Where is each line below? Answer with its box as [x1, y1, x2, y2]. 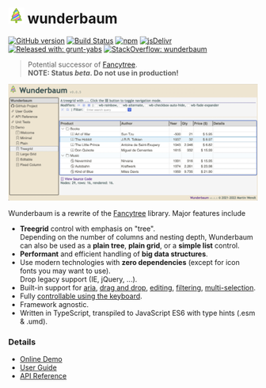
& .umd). [19, 317, 48, 326]
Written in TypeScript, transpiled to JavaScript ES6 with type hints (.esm [19, 308, 256, 317]
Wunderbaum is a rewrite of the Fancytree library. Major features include [8, 208, 246, 217]
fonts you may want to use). [19, 266, 111, 275]
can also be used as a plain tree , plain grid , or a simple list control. [19, 240, 240, 250]
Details [8, 336, 36, 348]
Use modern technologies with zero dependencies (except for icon [19, 257, 240, 267]
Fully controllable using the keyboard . [19, 291, 142, 301]
